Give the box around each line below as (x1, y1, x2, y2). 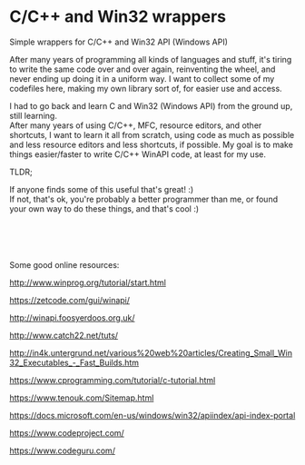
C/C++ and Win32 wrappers (9, 6, 227, 27)
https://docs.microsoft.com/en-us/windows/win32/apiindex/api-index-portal (9, 410, 296, 420)
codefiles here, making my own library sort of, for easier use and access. (9, 83, 283, 94)
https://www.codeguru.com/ (9, 445, 116, 456)
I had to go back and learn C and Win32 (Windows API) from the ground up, (9, 100, 293, 111)
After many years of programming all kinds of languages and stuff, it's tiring (9, 54, 292, 64)
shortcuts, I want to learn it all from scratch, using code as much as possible (9, 129, 295, 140)
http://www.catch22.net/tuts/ (9, 330, 119, 341)
